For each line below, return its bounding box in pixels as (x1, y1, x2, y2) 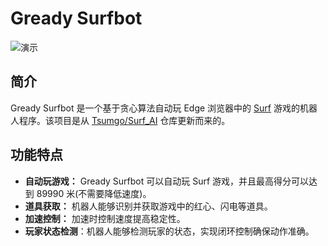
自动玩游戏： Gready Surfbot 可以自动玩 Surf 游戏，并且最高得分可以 (24, 175, 310, 187)
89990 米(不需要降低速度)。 (36, 187, 152, 199)
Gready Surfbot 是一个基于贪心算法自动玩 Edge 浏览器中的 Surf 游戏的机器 (10, 102, 318, 114)
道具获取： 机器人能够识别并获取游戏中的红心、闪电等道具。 (24, 200, 273, 212)
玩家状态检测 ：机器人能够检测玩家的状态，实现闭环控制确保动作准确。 (24, 225, 315, 237)
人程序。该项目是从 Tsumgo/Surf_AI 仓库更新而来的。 (10, 114, 231, 126)
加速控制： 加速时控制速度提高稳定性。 (24, 212, 186, 224)
